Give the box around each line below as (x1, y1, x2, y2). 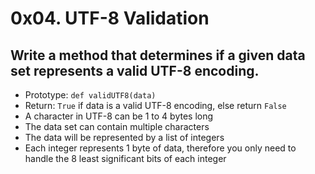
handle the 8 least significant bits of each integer (24, 153, 227, 164)
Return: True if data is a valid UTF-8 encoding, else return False (24, 100, 287, 111)
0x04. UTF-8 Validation (10, 7, 210, 30)
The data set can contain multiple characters (24, 121, 210, 132)
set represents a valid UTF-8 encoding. (10, 62, 260, 79)
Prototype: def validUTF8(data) (24, 89, 157, 101)
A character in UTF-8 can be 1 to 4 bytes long (24, 110, 214, 122)
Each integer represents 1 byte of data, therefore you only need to (24, 142, 297, 154)
